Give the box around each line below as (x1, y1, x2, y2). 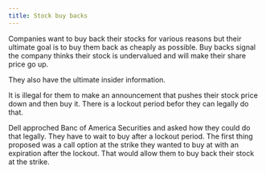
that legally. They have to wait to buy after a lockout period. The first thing (8, 131, 253, 141)
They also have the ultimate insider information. (8, 74, 166, 84)
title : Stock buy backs (8, 11, 88, 20)
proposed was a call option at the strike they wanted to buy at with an (8, 139, 239, 149)
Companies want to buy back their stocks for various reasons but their (8, 34, 242, 43)
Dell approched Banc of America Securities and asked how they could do (8, 123, 251, 132)
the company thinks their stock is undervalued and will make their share (8, 50, 247, 60)
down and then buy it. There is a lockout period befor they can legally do (8, 99, 249, 108)
